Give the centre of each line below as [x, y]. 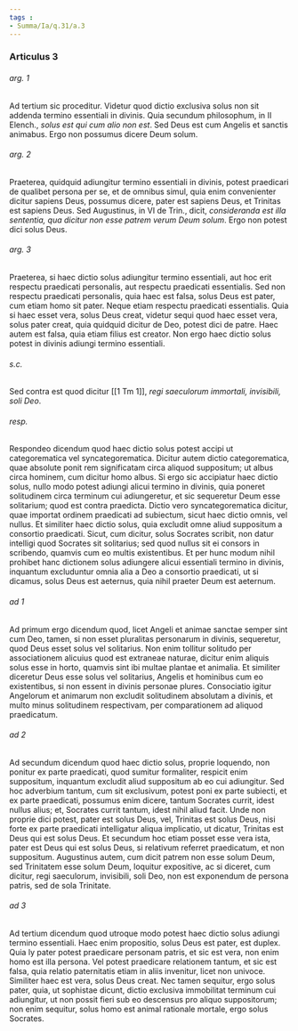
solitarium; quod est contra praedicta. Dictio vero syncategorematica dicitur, [149, 506]
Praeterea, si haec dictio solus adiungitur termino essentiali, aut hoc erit [141, 278]
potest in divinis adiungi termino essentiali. [87, 344]
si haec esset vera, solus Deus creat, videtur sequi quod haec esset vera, [144, 315]
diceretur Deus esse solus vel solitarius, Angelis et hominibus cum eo [137, 677]
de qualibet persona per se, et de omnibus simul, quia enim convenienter [143, 191]
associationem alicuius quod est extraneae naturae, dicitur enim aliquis [139, 658]
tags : [21, 17]
